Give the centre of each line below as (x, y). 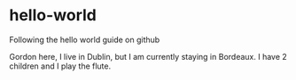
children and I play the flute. (60, 66)
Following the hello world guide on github (85, 40)
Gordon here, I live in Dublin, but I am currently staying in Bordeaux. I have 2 (148, 56)
